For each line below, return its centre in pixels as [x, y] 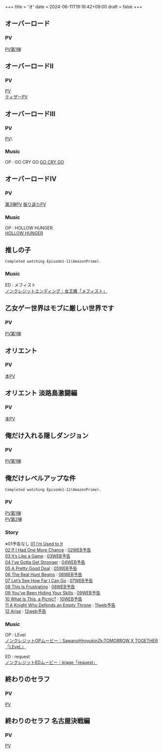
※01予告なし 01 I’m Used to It [34, 544]
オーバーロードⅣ [31, 179]
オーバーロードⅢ [30, 114]
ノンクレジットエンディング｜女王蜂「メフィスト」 [56, 291]
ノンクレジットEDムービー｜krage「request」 [51, 662]
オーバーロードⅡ [29, 66]
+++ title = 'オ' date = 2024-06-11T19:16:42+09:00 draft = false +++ [74, 7]
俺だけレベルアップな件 [40, 478]
